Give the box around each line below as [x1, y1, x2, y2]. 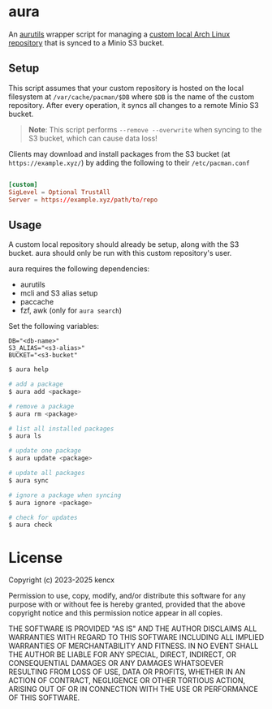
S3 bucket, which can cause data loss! [28, 133, 158, 143]
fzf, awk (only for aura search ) [19, 305, 123, 315]
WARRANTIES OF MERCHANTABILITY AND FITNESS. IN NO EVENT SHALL [8, 641, 259, 651]
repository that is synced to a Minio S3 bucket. [8, 37, 165, 47]
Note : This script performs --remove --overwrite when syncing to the [28, 124, 262, 134]
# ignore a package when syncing [8, 491, 122, 499]
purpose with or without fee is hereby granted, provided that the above [8, 599, 246, 609]
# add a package [8, 380, 63, 388]
